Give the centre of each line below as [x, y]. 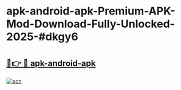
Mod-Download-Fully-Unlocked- [90, 24]
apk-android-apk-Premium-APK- [91, 11]
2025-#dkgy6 [42, 37]
